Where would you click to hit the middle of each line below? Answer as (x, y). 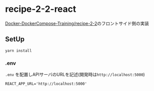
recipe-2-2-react (41, 9)
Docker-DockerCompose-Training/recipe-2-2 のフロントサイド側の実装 (77, 23)
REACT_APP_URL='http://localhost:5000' (46, 84)
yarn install (19, 50)
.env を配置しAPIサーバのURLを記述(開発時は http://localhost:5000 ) (75, 75)
